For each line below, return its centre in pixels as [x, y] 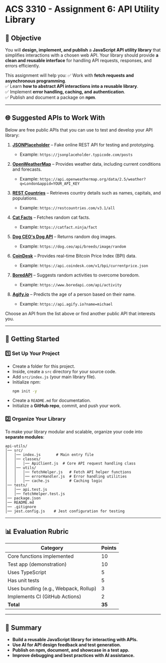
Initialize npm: [26, 382]
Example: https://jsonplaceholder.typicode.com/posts [76, 154]
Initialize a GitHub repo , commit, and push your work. [67, 406]
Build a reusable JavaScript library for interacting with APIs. [75, 640]
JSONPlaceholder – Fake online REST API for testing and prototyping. [83, 144]
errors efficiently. [23, 66]
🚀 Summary [23, 628]
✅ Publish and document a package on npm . [51, 97]
